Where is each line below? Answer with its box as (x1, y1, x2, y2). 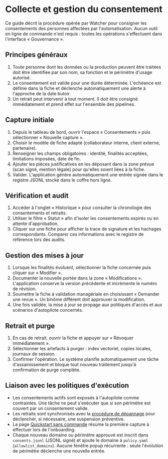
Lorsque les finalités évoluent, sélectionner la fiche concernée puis (12, 265, 151, 271)
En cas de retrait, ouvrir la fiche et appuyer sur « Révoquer (12, 335, 134, 341)
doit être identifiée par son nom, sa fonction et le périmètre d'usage (12, 69, 152, 75)
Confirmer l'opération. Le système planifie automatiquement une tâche (12, 356, 159, 362)
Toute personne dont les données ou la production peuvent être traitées (12, 64, 161, 70)
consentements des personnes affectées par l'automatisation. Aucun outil (5, 25, 158, 31)
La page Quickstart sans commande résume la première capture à (12, 421, 149, 427)
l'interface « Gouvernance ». (5, 36, 64, 42)
